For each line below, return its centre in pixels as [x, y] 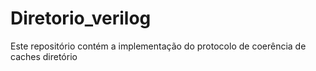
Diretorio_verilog [81, 18]
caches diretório [44, 56]
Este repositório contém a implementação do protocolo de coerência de [158, 46]
